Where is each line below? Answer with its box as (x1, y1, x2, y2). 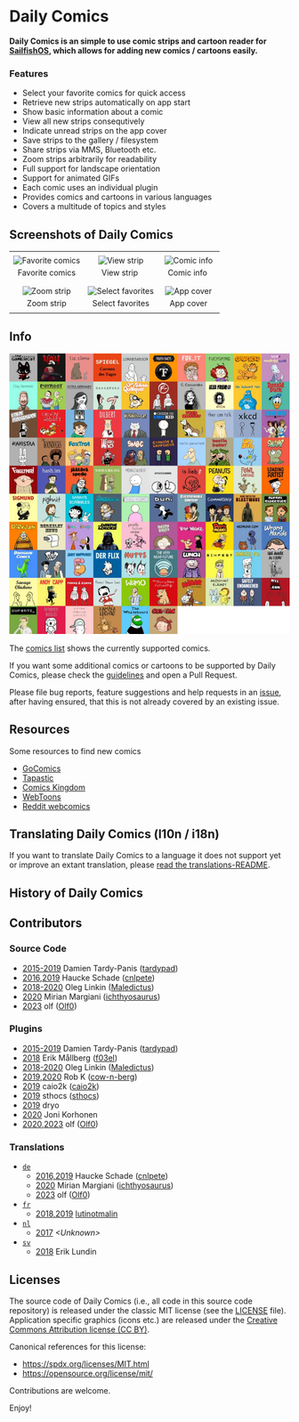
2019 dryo (21, 1100, 60, 1110)
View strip (101, 267, 139, 278)
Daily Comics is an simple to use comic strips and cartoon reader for (9, 36, 267, 46)
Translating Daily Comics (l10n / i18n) (9, 826, 220, 842)
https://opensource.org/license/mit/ (21, 1368, 154, 1378)
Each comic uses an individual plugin (21, 183, 158, 193)
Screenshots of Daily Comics (9, 227, 174, 242)
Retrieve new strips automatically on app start (21, 97, 191, 108)
